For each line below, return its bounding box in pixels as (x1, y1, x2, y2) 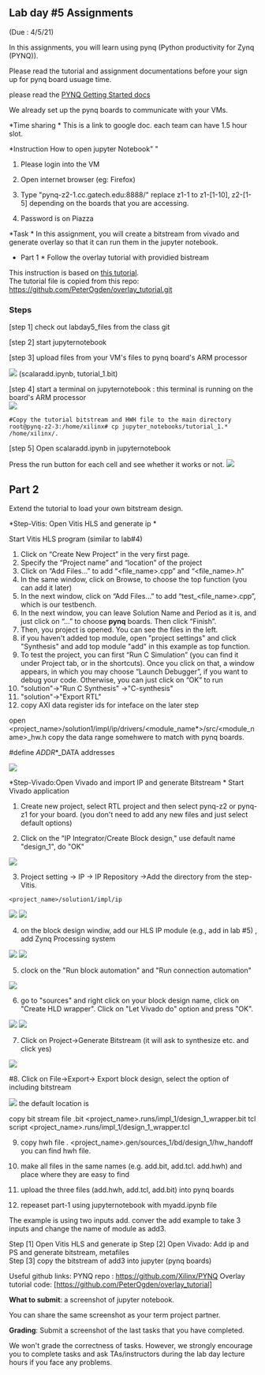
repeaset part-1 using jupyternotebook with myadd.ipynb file (20, 1200, 218, 1209)
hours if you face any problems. (9, 1357, 113, 1367)
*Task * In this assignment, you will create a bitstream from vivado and (9, 229, 240, 238)
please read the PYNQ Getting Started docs (9, 90, 151, 99)
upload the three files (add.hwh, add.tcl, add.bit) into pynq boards (20, 1185, 235, 1194)
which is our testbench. (20, 600, 97, 609)
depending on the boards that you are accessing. (29, 198, 189, 207)
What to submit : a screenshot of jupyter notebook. (9, 1295, 174, 1304)
